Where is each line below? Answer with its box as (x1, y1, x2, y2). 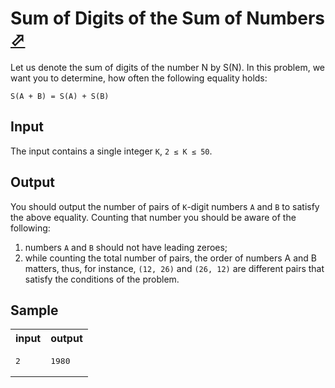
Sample (10, 302, 59, 319)
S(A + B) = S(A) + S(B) (10, 91, 110, 101)
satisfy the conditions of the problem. (24, 273, 180, 285)
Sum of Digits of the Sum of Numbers (10, 7, 325, 30)
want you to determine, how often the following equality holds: (10, 72, 268, 84)
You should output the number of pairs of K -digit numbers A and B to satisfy (10, 200, 320, 212)
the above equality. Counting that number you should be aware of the (10, 211, 297, 223)
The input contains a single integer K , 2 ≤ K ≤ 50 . (10, 145, 213, 157)
